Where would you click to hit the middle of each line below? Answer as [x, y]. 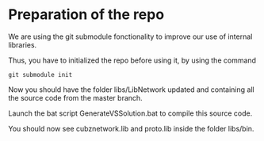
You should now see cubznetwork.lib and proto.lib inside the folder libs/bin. [131, 128]
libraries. [23, 44]
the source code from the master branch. [75, 97]
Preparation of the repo [86, 15]
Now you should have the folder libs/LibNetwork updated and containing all [132, 90]
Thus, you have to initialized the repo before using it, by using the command [132, 60]
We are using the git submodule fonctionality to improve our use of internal [130, 36]
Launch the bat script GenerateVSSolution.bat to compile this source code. [130, 113]
